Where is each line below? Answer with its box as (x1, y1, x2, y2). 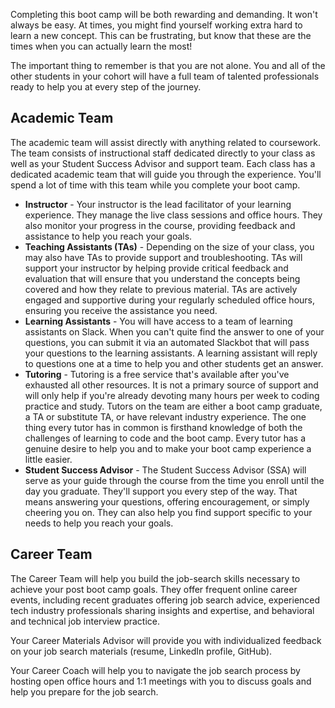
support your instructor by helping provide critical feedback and (24, 262, 289, 274)
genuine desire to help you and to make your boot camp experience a (24, 442, 312, 454)
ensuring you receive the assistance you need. (24, 304, 218, 316)
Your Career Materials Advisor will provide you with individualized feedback (10, 634, 322, 646)
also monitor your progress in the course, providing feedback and (24, 219, 296, 231)
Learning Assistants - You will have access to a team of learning (24, 315, 293, 327)
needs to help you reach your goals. (24, 517, 174, 529)
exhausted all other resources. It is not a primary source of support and (24, 379, 319, 391)
